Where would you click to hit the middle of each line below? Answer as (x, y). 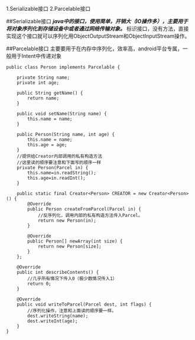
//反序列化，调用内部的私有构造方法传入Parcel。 (90, 215)
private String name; (43, 77)
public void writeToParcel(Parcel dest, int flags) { (84, 305)
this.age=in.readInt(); (56, 178)
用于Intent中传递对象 (36, 56)
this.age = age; (47, 145)
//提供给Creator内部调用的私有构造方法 (59, 156)
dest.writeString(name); (58, 316)
